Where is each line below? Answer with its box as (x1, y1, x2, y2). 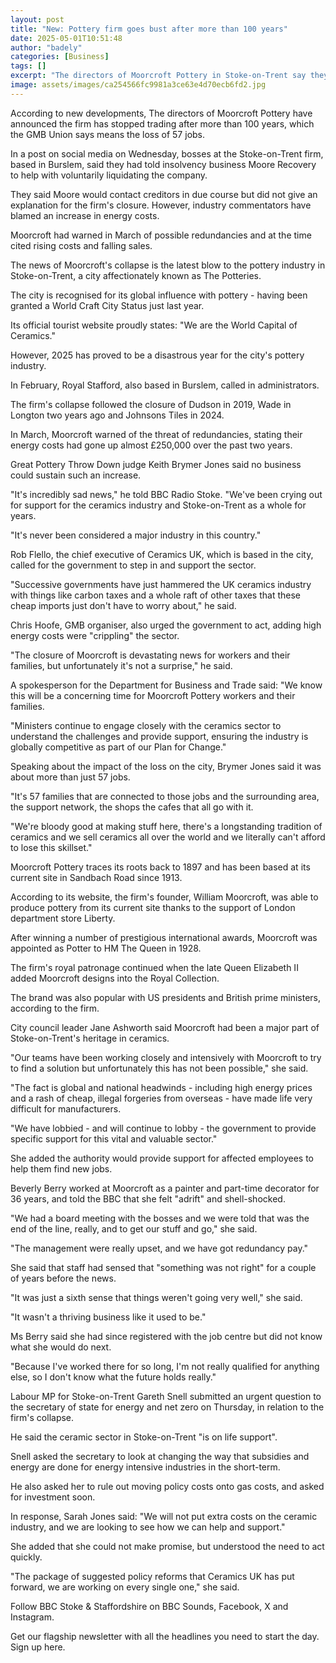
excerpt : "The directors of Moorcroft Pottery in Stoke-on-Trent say (10, 71, 307, 81)
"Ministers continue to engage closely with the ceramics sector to (10, 719, 282, 731)
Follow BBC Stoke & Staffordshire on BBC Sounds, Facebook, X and (10, 1600, 289, 1612)
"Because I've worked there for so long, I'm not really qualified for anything (10, 1360, 320, 1372)
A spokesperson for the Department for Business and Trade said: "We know (10, 679, 323, 691)
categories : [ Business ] (10, 52, 110, 62)
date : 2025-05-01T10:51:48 (10, 33, 123, 43)
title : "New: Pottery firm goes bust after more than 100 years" (10, 24, 288, 34)
